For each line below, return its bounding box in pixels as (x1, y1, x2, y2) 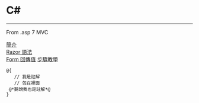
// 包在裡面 (14, 80, 40, 86)
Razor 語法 (6, 48, 33, 55)
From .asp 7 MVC (6, 28, 49, 36)
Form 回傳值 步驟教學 (6, 56, 58, 63)
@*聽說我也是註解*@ (8, 86, 51, 92)
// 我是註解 (14, 73, 40, 80)
